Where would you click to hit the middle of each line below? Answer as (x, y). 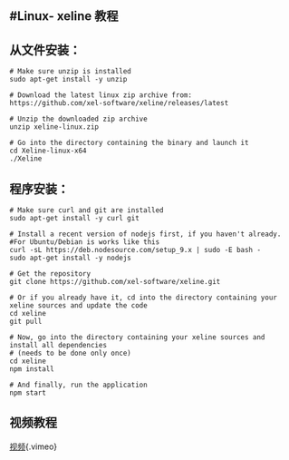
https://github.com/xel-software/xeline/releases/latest (119, 103)
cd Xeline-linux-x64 (48, 151)
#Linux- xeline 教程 (64, 16)
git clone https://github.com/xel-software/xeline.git (115, 282)
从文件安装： (45, 49)
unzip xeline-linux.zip (54, 127)
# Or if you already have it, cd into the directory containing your (144, 298)
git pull (26, 322)
